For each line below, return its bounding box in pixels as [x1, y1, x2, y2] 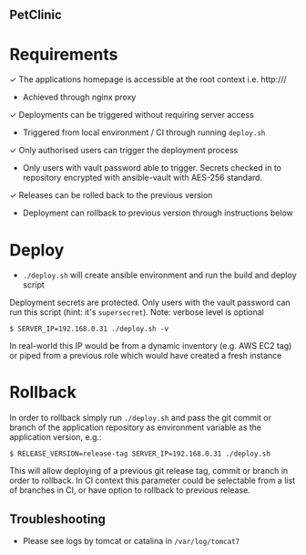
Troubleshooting [9, 511, 107, 527]
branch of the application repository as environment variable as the [9, 422, 262, 433]
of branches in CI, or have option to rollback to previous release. [9, 485, 250, 496]
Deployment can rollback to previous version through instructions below [22, 207, 294, 218]
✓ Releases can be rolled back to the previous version [9, 190, 213, 201]
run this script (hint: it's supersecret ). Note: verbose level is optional [9, 307, 264, 318]
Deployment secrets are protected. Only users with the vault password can [9, 297, 291, 309]
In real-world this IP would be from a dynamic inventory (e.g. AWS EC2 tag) [9, 340, 292, 351]
